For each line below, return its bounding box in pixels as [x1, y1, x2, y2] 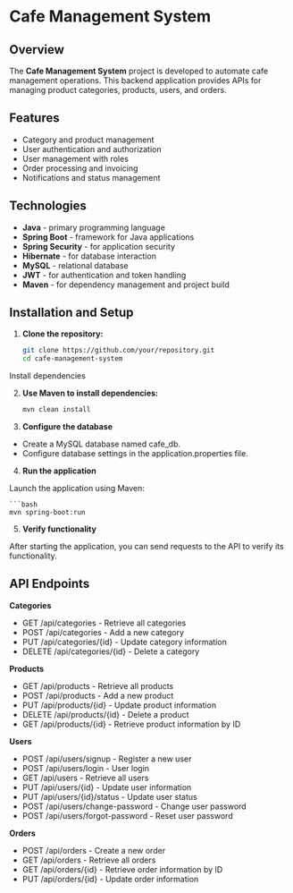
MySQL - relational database [21, 259, 130, 270]
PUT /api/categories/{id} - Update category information [21, 636, 228, 647]
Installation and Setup [9, 305, 134, 320]
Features [9, 110, 60, 126]
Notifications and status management [21, 172, 161, 183]
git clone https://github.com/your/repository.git [21, 346, 215, 355]
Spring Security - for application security [21, 241, 176, 251]
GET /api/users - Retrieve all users [21, 772, 149, 783]
